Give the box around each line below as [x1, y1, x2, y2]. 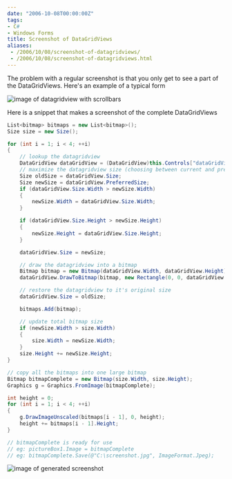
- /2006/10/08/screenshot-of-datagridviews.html [10, 55, 153, 62]
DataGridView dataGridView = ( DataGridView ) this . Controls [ [19, 160, 193, 167]
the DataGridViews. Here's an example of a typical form [7, 81, 166, 90]
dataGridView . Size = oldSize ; [19, 293, 107, 300]
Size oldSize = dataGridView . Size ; [19, 172, 122, 180]
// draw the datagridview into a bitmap [19, 261, 137, 268]
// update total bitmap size [19, 318, 104, 325]
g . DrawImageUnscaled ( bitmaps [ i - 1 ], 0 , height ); [19, 414, 166, 421]
